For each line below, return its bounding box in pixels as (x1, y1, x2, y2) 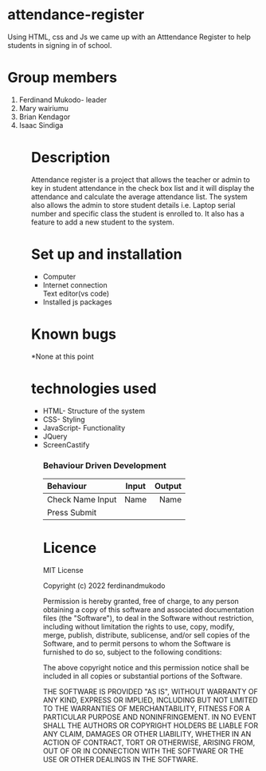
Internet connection (42, 280, 108, 289)
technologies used (30, 380, 157, 397)
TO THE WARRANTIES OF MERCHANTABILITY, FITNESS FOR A (42, 703, 251, 713)
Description (30, 149, 111, 167)
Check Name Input (46, 494, 117, 505)
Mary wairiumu (18, 103, 68, 113)
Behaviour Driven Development (42, 459, 166, 471)
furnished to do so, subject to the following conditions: (42, 647, 222, 657)
